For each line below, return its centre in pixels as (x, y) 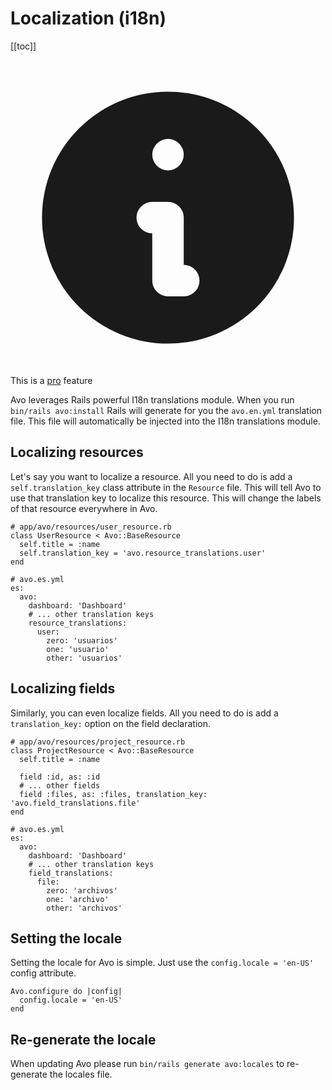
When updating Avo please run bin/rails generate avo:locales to (147, 1064)
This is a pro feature (51, 380)
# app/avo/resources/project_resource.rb (98, 742)
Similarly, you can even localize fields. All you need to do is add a (144, 713)
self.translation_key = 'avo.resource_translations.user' (143, 553)
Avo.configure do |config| (66, 992)
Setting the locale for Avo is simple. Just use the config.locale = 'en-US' (162, 963)
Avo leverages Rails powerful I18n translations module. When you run (152, 399)
